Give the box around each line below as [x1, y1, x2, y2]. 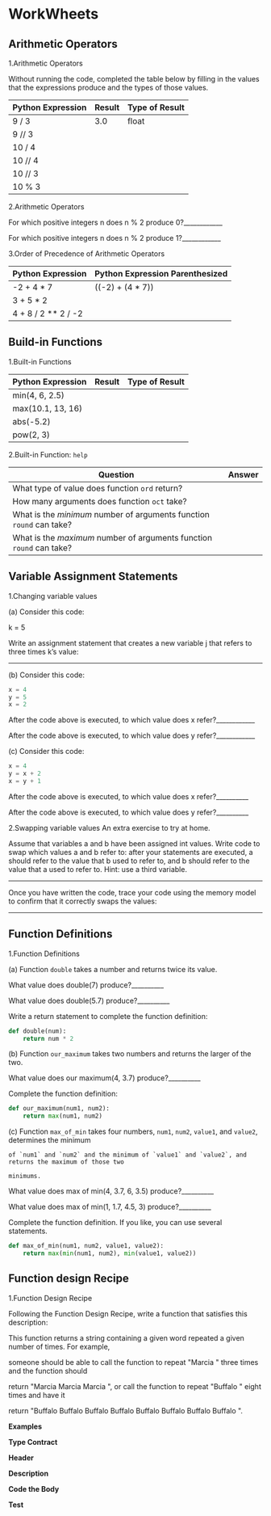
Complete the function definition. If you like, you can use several [8, 1218, 223, 1228]
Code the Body [8, 1484, 60, 1493]
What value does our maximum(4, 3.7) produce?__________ [8, 1073, 201, 1083]
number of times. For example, [8, 1341, 110, 1351]
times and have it [8, 1390, 65, 1400]
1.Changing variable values [8, 591, 98, 600]
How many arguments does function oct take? [12, 495, 187, 507]
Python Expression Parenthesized [94, 268, 228, 279]
